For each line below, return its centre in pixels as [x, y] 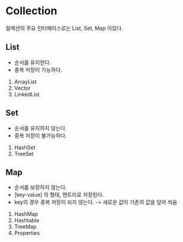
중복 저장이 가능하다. [38, 70]
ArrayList [25, 81]
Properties [27, 233]
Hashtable [27, 221]
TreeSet [24, 153]
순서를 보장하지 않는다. [40, 187]
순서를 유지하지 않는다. [40, 128]
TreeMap [25, 227]
